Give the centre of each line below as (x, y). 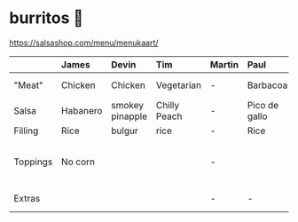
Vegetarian (179, 85)
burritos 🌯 (47, 18)
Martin (224, 64)
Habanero (82, 110)
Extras (27, 198)
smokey (127, 105)
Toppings (33, 162)
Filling (26, 131)
